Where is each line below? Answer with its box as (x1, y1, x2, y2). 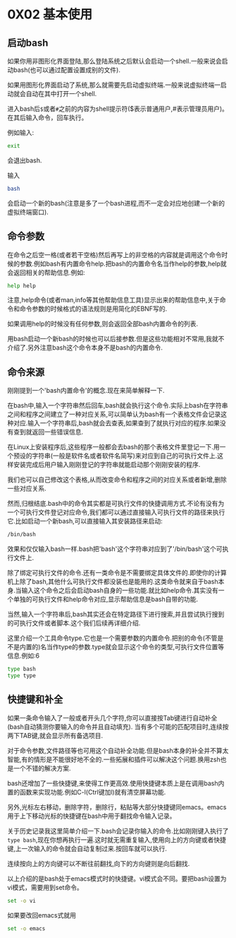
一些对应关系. (7, 485, 47, 493)
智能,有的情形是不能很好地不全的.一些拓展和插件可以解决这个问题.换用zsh (7, 755, 221, 764)
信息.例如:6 (7, 651, 40, 660)
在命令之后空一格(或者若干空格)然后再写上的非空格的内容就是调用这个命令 (7, 250, 222, 259)
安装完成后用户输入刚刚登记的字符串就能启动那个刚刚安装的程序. (13, 461, 201, 469)
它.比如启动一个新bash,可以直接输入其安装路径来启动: (7, 517, 163, 526)
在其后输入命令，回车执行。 (7, 114, 88, 121)
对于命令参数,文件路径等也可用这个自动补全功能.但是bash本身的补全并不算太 (7, 746, 229, 754)
